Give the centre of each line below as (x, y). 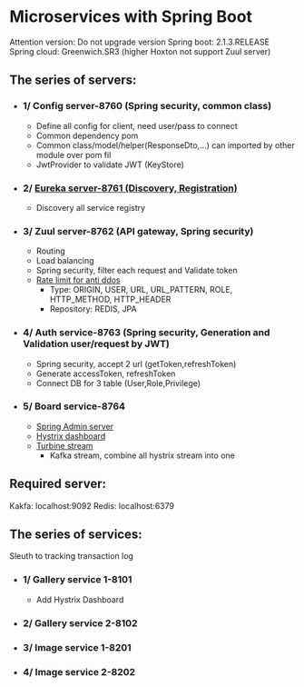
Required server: (58, 484)
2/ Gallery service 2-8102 (80, 622)
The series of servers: (73, 80)
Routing (50, 251)
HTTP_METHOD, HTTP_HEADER (110, 299)
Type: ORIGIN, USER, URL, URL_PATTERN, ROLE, (141, 290)
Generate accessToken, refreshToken (106, 373)
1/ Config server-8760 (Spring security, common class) (147, 106)
